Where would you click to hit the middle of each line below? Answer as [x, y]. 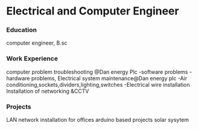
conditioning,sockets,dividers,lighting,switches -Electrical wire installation [98, 84]
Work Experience [32, 58]
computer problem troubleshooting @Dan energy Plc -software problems [97, 72]
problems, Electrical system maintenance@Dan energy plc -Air [109, 78]
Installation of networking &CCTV [48, 91]
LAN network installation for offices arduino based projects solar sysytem [97, 120]
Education [22, 30]
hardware [18, 78]
